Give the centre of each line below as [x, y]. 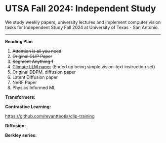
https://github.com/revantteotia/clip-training [50, 116]
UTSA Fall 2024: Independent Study [81, 9]
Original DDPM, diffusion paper [44, 72]
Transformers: [20, 97]
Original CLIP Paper [32, 56]
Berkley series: [21, 135]
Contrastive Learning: [28, 107]
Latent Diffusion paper [35, 77]
